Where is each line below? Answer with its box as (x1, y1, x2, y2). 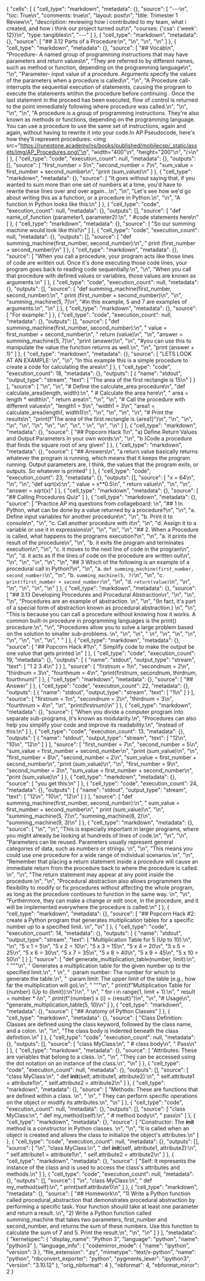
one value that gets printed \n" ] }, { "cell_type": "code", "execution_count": (6, 649, 196, 657)
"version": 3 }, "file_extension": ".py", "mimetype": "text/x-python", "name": (6, 1249, 196, 1255)
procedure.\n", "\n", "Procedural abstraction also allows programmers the (6, 877, 192, 885)
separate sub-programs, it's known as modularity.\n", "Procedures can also (6, 715, 197, 722)
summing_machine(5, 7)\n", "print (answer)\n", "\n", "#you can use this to (6, 337, 192, 344)
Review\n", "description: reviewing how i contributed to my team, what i (6, 18, 187, 25)
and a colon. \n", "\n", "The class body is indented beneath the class (6, 1027, 179, 1034)
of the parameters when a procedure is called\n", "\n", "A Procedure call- (6, 77, 191, 84)
